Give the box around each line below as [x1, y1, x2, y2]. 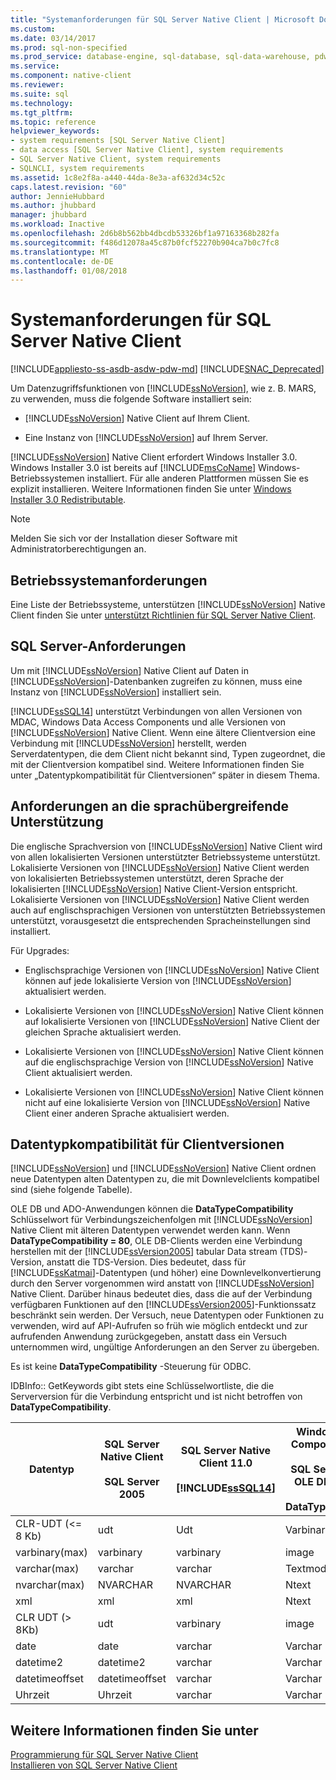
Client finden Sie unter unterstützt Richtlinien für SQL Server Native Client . [10, 609, 317, 621]
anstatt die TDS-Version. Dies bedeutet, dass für [46, 1256, 247, 1268]
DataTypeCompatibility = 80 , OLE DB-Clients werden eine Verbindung [10, 1235, 303, 1247]
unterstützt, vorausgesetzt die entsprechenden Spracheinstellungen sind [10, 914, 311, 926]
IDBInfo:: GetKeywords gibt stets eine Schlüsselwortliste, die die [10, 1380, 275, 1392]
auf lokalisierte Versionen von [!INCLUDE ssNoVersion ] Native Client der [24, 1015, 320, 1027]
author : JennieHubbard [10, 191, 105, 201]
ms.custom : [10, 24, 56, 34]
